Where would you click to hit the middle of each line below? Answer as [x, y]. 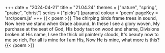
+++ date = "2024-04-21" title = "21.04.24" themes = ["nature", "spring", [81, 7]
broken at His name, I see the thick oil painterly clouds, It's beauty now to [82, 34]
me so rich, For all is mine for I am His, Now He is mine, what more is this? [82, 40]
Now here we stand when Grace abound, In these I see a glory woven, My [82, 23]
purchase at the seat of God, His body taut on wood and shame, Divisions [82, 29]
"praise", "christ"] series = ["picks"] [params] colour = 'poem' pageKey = [81, 13]
